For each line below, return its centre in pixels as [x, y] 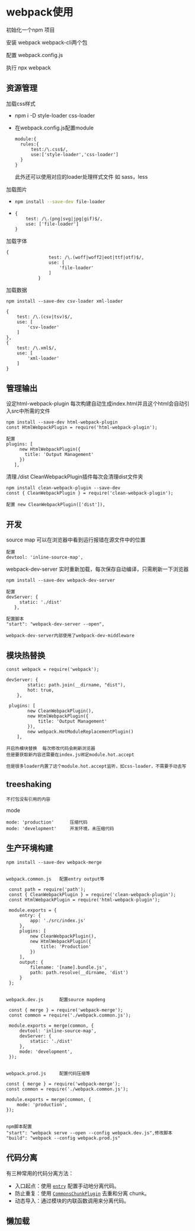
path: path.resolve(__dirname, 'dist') [79, 972]
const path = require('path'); [47, 889]
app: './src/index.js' [58, 920]
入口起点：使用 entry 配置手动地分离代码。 [67, 1186]
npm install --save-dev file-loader [60, 202]
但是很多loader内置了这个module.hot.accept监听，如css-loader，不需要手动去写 [96, 767]
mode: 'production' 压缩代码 [47, 822]
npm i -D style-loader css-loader [55, 115]
